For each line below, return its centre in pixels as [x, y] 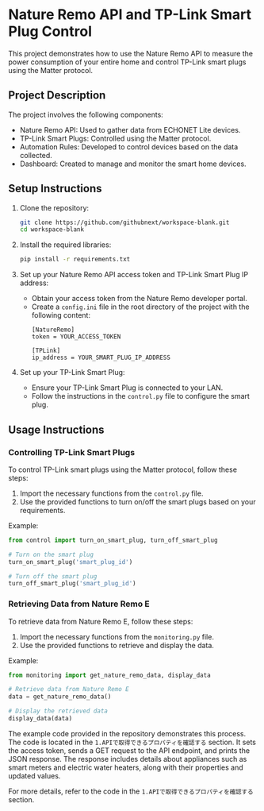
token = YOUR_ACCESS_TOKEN [76, 337]
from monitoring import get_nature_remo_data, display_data [110, 675]
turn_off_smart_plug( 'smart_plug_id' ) [72, 584]
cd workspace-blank [52, 230]
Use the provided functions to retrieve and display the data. [117, 645]
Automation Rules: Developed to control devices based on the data [129, 147]
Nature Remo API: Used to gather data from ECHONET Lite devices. [130, 129]
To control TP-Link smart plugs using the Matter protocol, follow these [123, 469]
